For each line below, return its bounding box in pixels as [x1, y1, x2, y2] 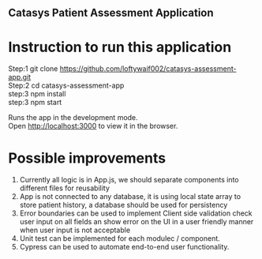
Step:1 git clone [8, 64, 58, 73]
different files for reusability [19, 183, 110, 193]
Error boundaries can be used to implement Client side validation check [19, 208, 253, 218]
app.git [8, 73, 32, 82]
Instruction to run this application [8, 38, 232, 56]
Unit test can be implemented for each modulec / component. [19, 234, 221, 243]
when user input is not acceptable [19, 225, 131, 235]
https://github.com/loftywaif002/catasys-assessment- [59, 64, 237, 73]
